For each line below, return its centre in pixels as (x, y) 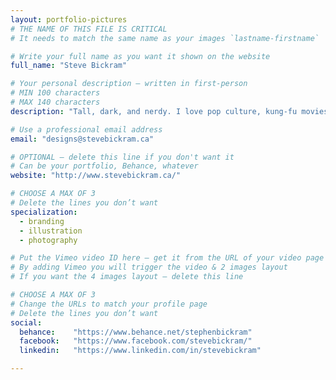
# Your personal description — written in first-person (129, 84)
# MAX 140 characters (55, 102)
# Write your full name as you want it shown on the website (140, 56)
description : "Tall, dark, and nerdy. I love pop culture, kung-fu (154, 111)
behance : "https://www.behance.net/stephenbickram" (136, 332)
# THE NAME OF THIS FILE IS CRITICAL (89, 29)
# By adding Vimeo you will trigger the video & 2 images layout (149, 267)
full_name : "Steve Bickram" (69, 66)
